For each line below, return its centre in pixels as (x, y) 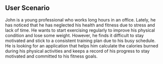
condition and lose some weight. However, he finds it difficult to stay (75, 35)
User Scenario (28, 8)
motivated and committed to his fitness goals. (51, 56)
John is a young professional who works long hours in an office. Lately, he (81, 20)
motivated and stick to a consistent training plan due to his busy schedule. (81, 41)
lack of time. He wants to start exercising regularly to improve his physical (80, 30)
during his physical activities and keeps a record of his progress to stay (78, 51)
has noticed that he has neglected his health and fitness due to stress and (80, 25)
